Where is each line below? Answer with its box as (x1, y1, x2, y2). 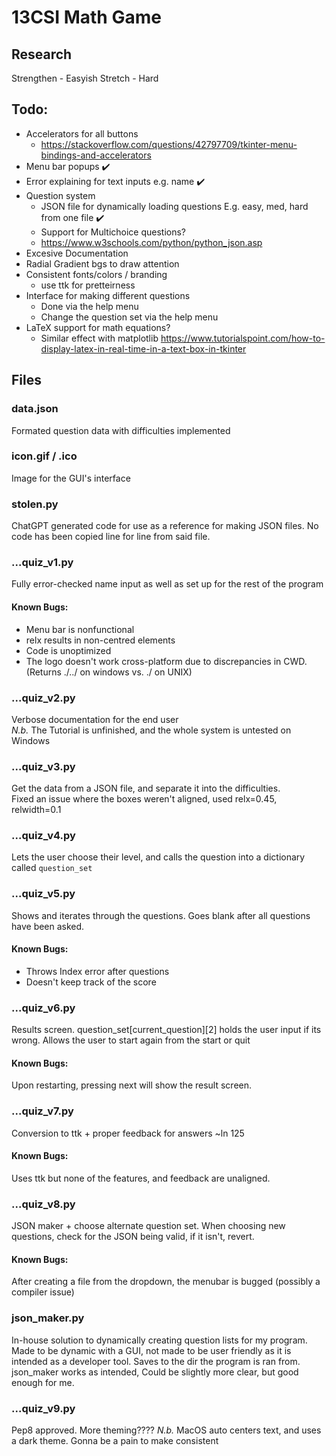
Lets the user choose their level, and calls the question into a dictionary (11, 851, 306, 863)
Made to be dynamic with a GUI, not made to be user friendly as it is (11, 1344, 292, 1356)
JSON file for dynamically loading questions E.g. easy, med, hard (40, 200, 309, 212)
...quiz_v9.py (11, 1401, 76, 1415)
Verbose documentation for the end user (11, 713, 179, 725)
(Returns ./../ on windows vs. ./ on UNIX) (25, 666, 193, 678)
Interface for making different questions (25, 289, 191, 301)
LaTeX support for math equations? (25, 321, 171, 333)
